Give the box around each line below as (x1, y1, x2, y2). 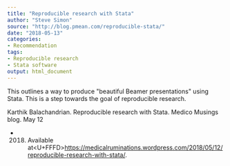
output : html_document (7, 68, 73, 75)
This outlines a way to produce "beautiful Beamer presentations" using (7, 87, 209, 95)
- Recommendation (7, 42, 57, 49)
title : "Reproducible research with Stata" (7, 10, 135, 17)
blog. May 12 (7, 115, 44, 123)
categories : (7, 36, 41, 43)
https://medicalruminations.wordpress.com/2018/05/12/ (64, 143, 223, 151)
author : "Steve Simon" (7, 17, 73, 24)
